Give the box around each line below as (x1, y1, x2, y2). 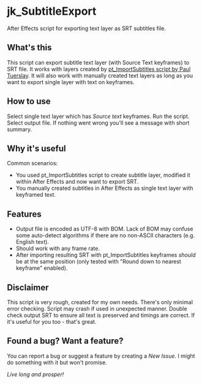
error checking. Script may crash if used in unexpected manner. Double (7, 305, 187, 312)
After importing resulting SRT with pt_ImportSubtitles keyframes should (15, 251, 196, 259)
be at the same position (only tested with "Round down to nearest (15, 258, 181, 265)
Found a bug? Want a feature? (7, 336, 124, 347)
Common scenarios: (7, 160, 58, 167)
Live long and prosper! (7, 370, 64, 378)
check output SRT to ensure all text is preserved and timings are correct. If (7, 312, 195, 319)
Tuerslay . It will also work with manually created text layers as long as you (7, 72, 193, 79)
